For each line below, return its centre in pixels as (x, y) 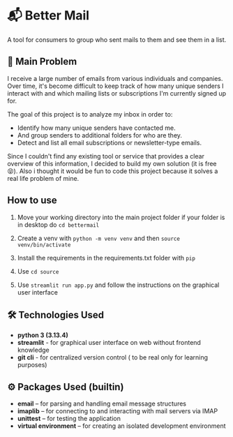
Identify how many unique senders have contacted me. (96, 128)
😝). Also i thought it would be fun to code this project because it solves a (113, 171)
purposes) (32, 365)
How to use (32, 201)
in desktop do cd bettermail (58, 224)
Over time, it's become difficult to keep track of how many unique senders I (116, 86)
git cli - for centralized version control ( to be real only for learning (112, 357)
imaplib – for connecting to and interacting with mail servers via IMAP (118, 411)
